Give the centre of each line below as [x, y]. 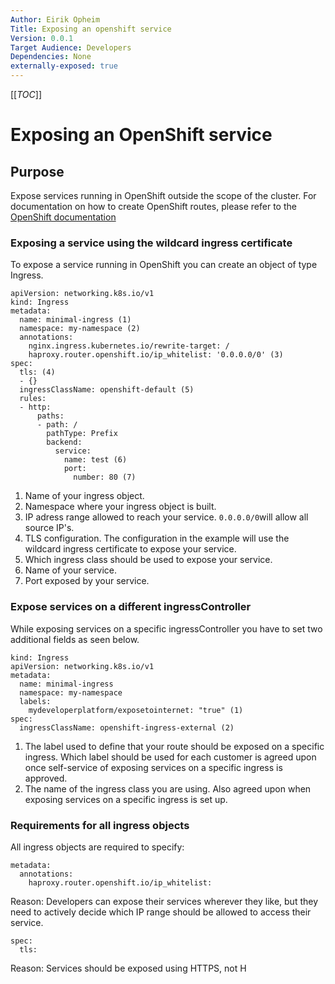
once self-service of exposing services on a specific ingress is [153, 767]
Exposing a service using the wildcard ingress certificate [151, 243]
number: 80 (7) [105, 477]
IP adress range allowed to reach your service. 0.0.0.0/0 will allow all [166, 517]
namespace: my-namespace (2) [80, 329]
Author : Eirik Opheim [55, 19]
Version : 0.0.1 [42, 38]
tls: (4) [37, 372]
